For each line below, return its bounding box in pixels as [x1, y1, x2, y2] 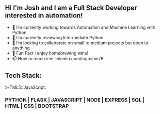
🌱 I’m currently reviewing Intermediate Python [12, 34, 104, 40]
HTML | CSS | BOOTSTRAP [5, 102, 69, 109]
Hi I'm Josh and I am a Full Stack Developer [5, 4, 137, 12]
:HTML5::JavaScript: [5, 84, 46, 90]
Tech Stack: [5, 71, 42, 80]
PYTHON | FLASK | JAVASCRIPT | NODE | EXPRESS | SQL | [5, 97, 145, 103]
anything [12, 45, 30, 50]
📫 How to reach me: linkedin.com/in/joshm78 [12, 55, 104, 61]
